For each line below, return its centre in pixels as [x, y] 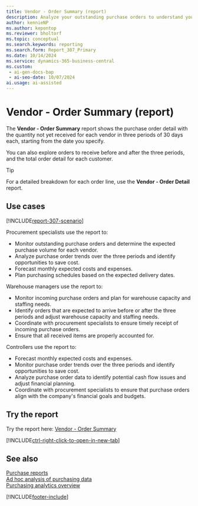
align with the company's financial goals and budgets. [80, 396]
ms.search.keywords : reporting [44, 45]
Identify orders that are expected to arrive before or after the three [95, 310]
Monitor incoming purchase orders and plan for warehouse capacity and [103, 298]
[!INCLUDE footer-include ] [37, 497]
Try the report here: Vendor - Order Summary [61, 429]
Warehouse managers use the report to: [55, 286]
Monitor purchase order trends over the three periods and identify [95, 364]
